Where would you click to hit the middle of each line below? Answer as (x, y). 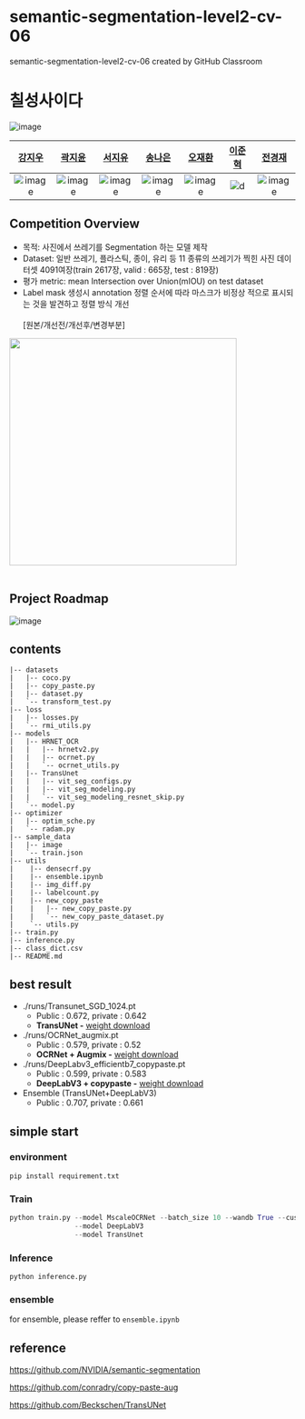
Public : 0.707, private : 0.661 (89, 1103)
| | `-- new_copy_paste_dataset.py (87, 917)
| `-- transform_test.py (60, 702)
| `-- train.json (46, 853)
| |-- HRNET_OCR (44, 742)
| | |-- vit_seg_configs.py (70, 782)
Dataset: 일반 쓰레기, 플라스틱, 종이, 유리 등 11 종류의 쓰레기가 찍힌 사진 (148, 258)
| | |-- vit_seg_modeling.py (73, 789)
